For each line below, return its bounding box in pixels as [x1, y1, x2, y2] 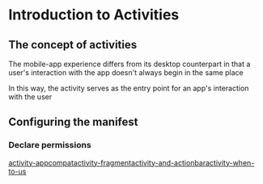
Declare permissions [8, 140, 91, 151]
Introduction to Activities [8, 6, 180, 24]
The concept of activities [8, 38, 138, 52]
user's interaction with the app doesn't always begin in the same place [8, 68, 244, 77]
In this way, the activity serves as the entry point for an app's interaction [8, 83, 249, 93]
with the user [8, 92, 53, 102]
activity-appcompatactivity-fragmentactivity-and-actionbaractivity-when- [8, 157, 255, 167]
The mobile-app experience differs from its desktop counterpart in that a [8, 59, 251, 69]
